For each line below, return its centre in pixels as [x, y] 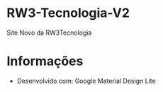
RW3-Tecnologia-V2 [68, 13]
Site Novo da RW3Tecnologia [49, 33]
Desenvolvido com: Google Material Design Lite [86, 81]
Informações [45, 61]
